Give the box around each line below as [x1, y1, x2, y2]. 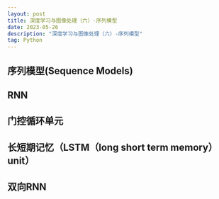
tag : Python [7, 37, 43, 44]
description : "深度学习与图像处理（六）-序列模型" [7, 30, 143, 38]
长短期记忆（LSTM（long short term [7, 141, 169, 153]
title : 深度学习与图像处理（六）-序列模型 [7, 17, 118, 24]
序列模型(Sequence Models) [7, 64, 133, 76]
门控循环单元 [7, 115, 64, 127]
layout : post [7, 10, 46, 18]
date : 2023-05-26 [7, 23, 59, 30]
